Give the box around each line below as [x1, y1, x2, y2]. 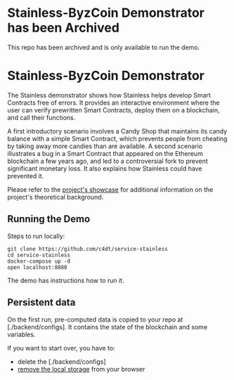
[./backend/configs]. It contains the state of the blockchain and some [7, 322, 208, 331]
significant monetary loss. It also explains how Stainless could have [7, 164, 202, 173]
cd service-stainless [7, 251, 71, 258]
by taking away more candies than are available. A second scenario [7, 142, 202, 150]
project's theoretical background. [7, 192, 104, 201]
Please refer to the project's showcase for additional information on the [7, 185, 214, 194]
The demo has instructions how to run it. [7, 276, 124, 284]
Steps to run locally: [7, 232, 65, 240]
